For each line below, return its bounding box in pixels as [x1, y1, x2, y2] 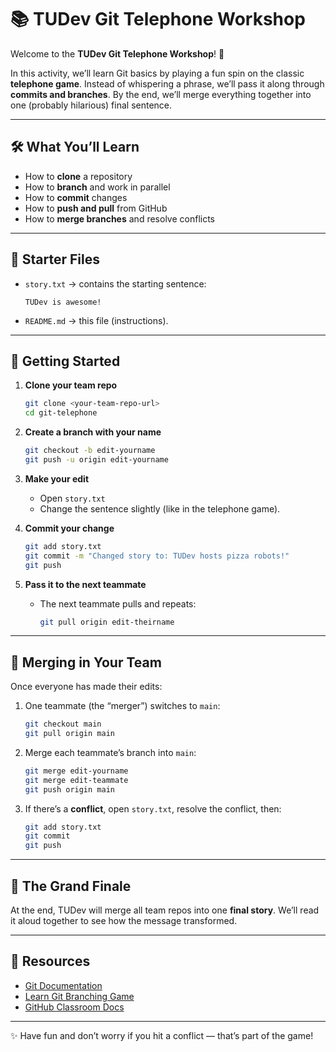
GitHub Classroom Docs [24, 1001, 125, 1013]
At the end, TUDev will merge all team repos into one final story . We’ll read [10, 904, 320, 916]
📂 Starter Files [10, 251, 100, 268]
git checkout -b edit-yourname [24, 446, 156, 456]
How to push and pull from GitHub [24, 202, 168, 214]
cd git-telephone [24, 408, 98, 418]
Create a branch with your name [24, 426, 162, 438]
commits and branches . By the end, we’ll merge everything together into [10, 88, 312, 100]
